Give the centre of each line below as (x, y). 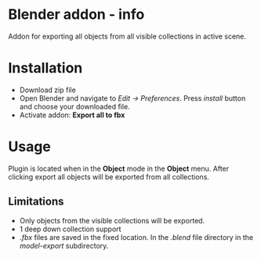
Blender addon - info (76, 15)
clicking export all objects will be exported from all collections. (109, 177)
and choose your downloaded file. (75, 106)
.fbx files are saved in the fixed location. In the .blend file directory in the (136, 237)
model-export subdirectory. (64, 245)
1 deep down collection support (70, 229)
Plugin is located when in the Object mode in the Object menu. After (119, 168)
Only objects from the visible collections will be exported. (112, 220)
